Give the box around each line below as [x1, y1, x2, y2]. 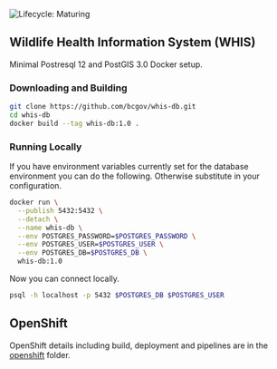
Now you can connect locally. [9, 273, 120, 285]
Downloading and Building [9, 82, 128, 94]
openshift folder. [9, 349, 71, 360]
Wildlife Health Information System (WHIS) [9, 34, 256, 50]
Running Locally [9, 141, 82, 153]
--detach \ [17, 214, 59, 224]
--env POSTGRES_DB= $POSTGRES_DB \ [17, 248, 148, 257]
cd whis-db [9, 110, 51, 120]
